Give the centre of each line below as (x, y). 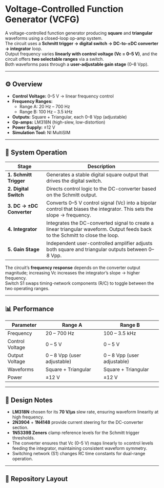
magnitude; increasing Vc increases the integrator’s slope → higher (72, 272)
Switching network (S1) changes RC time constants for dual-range (79, 454)
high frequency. (28, 417)
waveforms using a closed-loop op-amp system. (54, 38)
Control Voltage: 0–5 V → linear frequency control (63, 96)
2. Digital (18, 189)
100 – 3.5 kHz (120, 333)
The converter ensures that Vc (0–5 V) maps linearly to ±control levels (83, 443)
